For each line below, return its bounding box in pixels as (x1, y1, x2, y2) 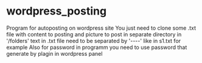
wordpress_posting (6, 4, 107, 18)
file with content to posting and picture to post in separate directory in (6, 30, 182, 38)
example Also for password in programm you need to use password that (6, 44, 187, 51)
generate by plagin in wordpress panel (6, 50, 103, 57)
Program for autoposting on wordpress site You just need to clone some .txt (6, 24, 197, 31)
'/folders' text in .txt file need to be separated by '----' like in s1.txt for (6, 37, 181, 44)
